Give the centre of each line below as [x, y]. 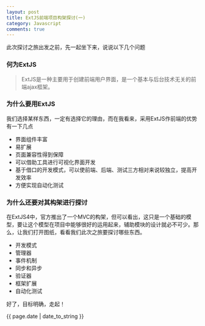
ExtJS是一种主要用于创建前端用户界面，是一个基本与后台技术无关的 [106, 79]
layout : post [23, 12]
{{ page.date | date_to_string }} [45, 316]
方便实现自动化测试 [39, 185]
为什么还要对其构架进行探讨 [47, 202]
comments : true [26, 29]
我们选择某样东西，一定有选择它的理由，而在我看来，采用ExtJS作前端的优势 [102, 118]
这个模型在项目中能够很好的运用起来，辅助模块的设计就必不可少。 [110, 224]
